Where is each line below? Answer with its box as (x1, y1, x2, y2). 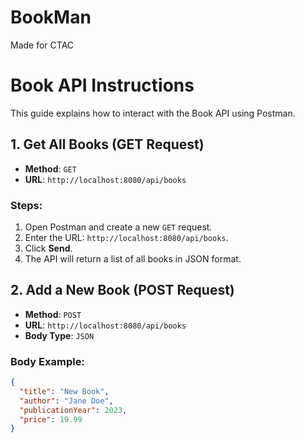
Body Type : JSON (24, 329, 95, 341)
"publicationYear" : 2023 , (19, 405, 128, 415)
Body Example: (10, 354, 85, 368)
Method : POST (24, 308, 82, 320)
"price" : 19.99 (19, 414, 83, 425)
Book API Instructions (10, 74, 195, 97)
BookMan (10, 6, 92, 29)
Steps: (10, 198, 43, 212)
